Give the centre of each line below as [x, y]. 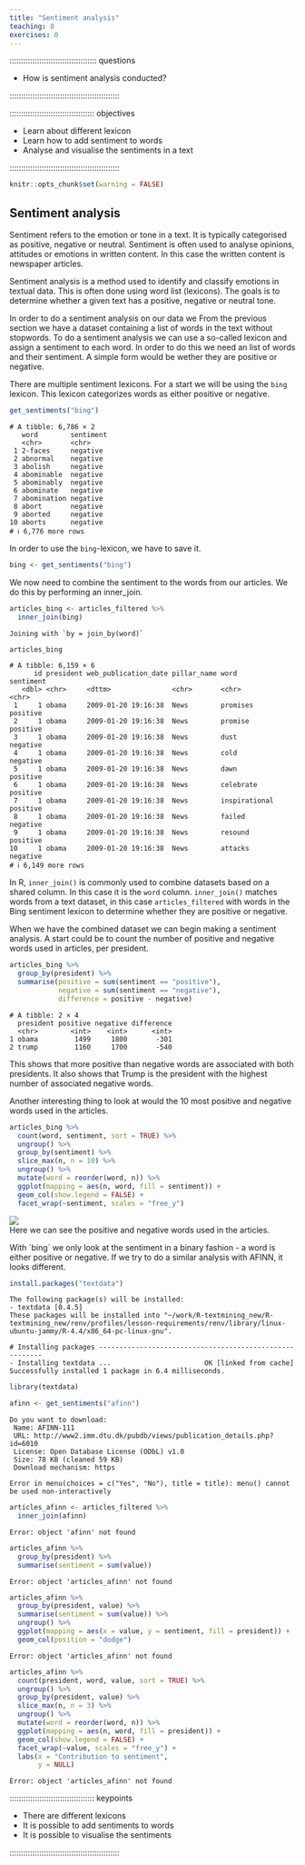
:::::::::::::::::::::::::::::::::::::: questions [73, 61]
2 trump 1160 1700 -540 [91, 1047]
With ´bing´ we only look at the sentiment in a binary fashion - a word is [143, 1247]
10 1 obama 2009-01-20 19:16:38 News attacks [129, 849]
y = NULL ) [56, 1765]
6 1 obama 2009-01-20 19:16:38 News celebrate [135, 785]
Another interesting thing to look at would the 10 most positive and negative [151, 1101]
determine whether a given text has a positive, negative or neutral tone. [143, 301]
